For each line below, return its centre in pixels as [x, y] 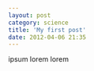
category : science [38, 23]
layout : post [30, 15]
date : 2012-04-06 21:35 [47, 37]
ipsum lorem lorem [39, 59]
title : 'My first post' [47, 30]
